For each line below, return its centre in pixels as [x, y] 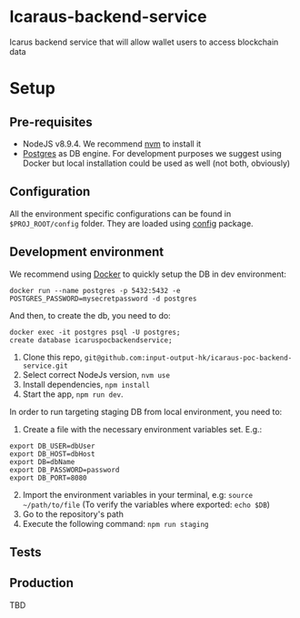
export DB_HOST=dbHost [52, 454]
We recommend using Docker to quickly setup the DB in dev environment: [148, 274]
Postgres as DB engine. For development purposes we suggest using [152, 153]
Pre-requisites [51, 122]
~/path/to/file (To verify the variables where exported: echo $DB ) [146, 504]
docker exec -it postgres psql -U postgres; [95, 332]
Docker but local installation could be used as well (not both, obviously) [156, 163]
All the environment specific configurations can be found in [120, 213]
